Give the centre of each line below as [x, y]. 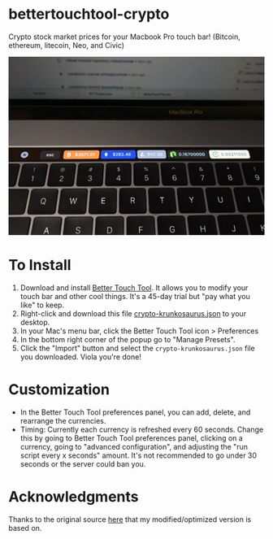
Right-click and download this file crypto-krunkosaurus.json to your [133, 313]
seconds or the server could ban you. [83, 463]
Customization [59, 389]
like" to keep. [42, 305]
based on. [25, 528]
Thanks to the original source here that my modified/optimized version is [130, 519]
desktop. [35, 322]
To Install [40, 265]
